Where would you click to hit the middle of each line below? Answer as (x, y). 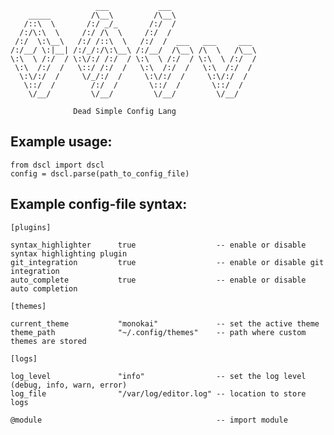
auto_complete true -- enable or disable (158, 280)
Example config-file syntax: (99, 204)
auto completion (44, 288)
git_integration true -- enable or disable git (167, 262)
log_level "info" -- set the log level (158, 376)
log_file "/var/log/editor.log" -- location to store (158, 393)
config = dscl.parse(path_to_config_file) (100, 173)
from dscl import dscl (57, 165)
